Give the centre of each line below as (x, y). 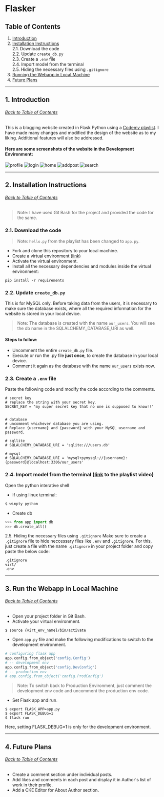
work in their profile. (32, 785)
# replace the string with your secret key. (51, 402)
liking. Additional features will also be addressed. (54, 138)
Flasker (20, 9)
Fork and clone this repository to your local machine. (65, 250)
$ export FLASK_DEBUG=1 (29, 714)
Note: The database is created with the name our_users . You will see (86, 323)
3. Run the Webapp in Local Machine (62, 588)
